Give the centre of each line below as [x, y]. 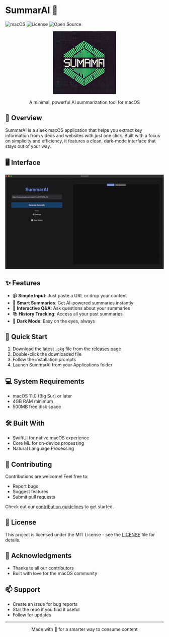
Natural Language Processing [43, 449]
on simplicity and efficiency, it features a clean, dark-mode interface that [80, 141]
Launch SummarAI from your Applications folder [62, 365]
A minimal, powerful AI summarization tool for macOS [84, 102]
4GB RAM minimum [33, 402]
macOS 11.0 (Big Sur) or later [42, 396]
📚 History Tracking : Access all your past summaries [68, 313]
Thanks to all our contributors [43, 568]
